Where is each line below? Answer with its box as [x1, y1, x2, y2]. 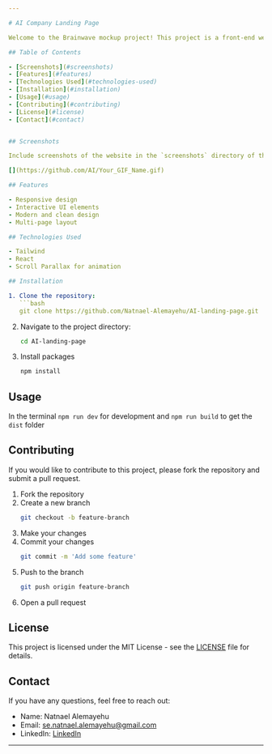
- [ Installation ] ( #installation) [8, 86, 121, 94]
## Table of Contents [8, 48, 82, 57]
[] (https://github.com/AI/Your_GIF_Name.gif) [8, 167, 164, 175]
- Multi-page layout [8, 218, 79, 227]
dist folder [8, 420, 45, 430]
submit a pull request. [8, 473, 81, 483]
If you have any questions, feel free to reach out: [8, 696, 171, 705]
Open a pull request [19, 597, 87, 607]
